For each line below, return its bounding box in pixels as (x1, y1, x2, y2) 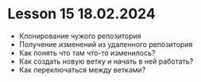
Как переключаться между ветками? (18, 64, 146, 74)
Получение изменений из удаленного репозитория (18, 39, 193, 49)
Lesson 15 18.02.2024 (7, 5, 156, 23)
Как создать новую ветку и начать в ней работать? (18, 57, 194, 66)
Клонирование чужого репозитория (18, 31, 141, 41)
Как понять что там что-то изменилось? (18, 48, 156, 57)
